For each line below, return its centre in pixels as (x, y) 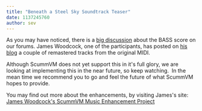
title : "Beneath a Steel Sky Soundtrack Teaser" (68, 12)
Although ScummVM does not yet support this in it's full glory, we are (93, 64)
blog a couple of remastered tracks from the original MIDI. (78, 53)
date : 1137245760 (28, 17)
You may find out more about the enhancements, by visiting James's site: (97, 95)
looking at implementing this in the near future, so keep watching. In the (96, 71)
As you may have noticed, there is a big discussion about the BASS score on (101, 40)
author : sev (21, 23)
